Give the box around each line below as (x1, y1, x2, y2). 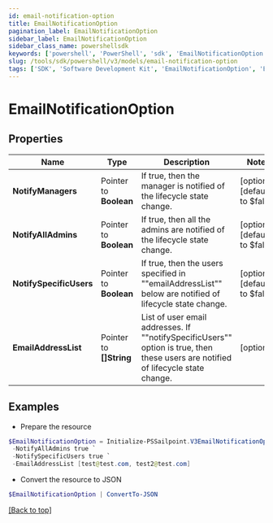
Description (163, 156, 210, 168)
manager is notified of (141, 180, 225, 191)
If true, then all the (141, 213, 211, 224)
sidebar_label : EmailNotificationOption (8, 34, 148, 43)
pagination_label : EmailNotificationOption (8, 27, 158, 35)
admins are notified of (141, 224, 225, 235)
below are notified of (141, 288, 221, 299)
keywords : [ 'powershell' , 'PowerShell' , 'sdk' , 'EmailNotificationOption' (8, 50, 267, 58)
